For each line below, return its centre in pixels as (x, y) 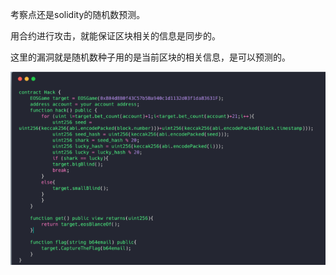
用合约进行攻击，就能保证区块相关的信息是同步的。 (115, 36)
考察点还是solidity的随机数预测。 (78, 14)
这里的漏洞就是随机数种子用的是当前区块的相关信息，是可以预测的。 (150, 57)
